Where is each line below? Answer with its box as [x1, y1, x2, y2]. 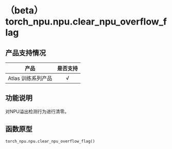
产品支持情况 [5, 48, 46, 57]
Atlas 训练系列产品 [8, 75, 52, 82]
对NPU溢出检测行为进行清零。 [5, 108, 69, 114]
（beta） [5, 5, 43, 16]
